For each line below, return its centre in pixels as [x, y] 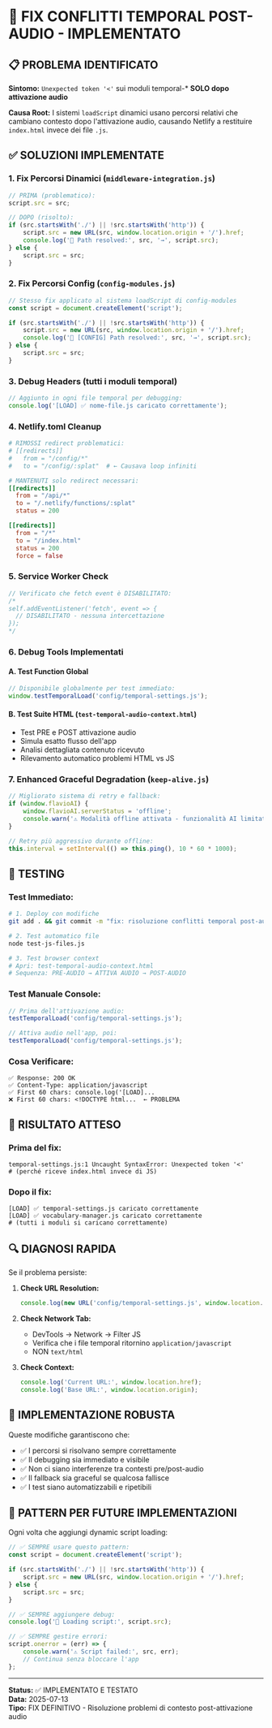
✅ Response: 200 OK [42, 1078]
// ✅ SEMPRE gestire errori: [58, 1637]
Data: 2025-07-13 [38, 1699]
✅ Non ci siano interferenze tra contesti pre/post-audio [112, 1468]
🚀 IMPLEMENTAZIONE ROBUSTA [92, 1415]
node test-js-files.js [47, 944]
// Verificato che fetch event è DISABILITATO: [90, 593]
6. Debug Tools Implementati [66, 651]
